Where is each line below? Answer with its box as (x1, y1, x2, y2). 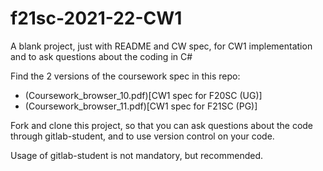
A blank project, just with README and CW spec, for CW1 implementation (10, 40, 313, 52)
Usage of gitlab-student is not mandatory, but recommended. (10, 149, 264, 161)
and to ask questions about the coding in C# (10, 50, 193, 62)
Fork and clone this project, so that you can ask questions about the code (10, 119, 314, 131)
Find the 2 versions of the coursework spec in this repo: (10, 70, 241, 82)
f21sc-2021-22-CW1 (10, 7, 183, 30)
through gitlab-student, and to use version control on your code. (10, 130, 275, 142)
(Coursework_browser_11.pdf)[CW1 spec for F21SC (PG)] (24, 100, 258, 112)
